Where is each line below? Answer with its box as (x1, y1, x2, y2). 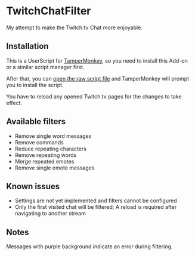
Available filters (6, 116, 66, 127)
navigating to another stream (14, 210, 86, 217)
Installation (6, 41, 49, 51)
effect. (6, 99, 23, 106)
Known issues (6, 181, 60, 192)
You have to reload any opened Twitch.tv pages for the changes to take (6, 92, 182, 100)
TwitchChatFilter (6, 4, 91, 18)
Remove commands (14, 138, 64, 146)
